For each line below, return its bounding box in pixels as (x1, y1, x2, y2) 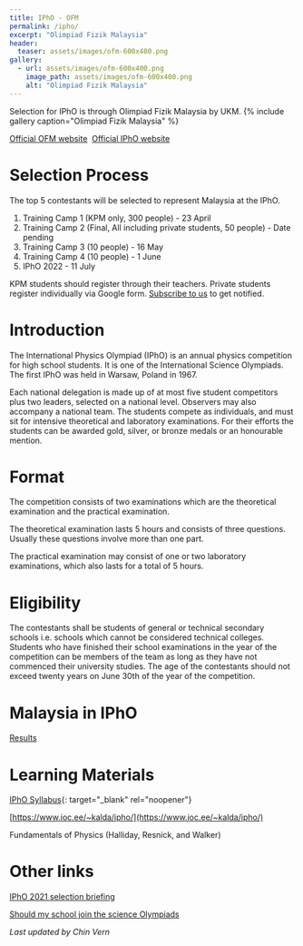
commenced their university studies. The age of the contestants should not (9, 661, 290, 672)
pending (22, 232, 54, 242)
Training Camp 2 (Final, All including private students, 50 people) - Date (22, 222, 291, 232)
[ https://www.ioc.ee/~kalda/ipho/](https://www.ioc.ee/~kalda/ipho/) (9, 812, 264, 823)
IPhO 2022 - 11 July (22, 261, 96, 271)
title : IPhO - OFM (9, 13, 79, 23)
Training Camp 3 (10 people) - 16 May (22, 241, 164, 252)
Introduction (9, 320, 105, 340)
